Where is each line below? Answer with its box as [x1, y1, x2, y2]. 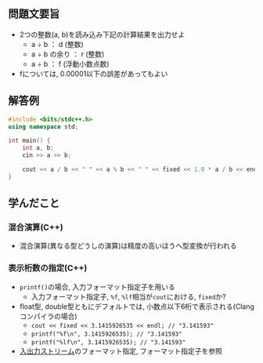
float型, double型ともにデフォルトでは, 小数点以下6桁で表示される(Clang [19, 301, 254, 311]
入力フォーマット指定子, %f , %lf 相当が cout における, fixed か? [31, 292, 226, 301]
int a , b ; [22, 144, 55, 152]
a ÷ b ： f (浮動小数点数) [31, 59, 110, 68]
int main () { [8, 136, 51, 145]
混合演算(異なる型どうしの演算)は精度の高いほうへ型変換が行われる [19, 241, 237, 251]
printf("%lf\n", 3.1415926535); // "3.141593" [31, 338, 186, 347]
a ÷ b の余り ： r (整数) [31, 49, 105, 59]
